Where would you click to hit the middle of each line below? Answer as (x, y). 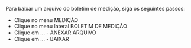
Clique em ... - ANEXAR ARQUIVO (55, 33)
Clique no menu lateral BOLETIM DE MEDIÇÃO (71, 26)
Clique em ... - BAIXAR (41, 39)
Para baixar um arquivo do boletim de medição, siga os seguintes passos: (96, 9)
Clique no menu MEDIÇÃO (46, 20)
